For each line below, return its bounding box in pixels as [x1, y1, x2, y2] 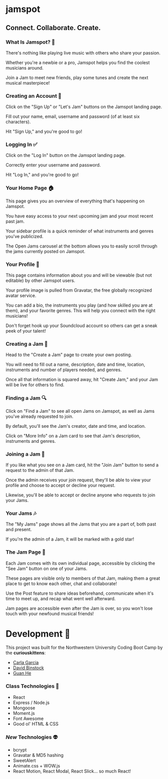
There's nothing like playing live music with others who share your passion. [5, 50, 160, 56]
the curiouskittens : [5, 650, 46, 656]
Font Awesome [12, 715, 44, 721]
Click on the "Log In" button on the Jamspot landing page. [5, 152, 125, 158]
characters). [5, 119, 31, 125]
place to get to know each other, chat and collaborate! [5, 580, 117, 587]
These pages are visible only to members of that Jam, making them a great [5, 575, 160, 581]
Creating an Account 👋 [5, 92, 62, 99]
